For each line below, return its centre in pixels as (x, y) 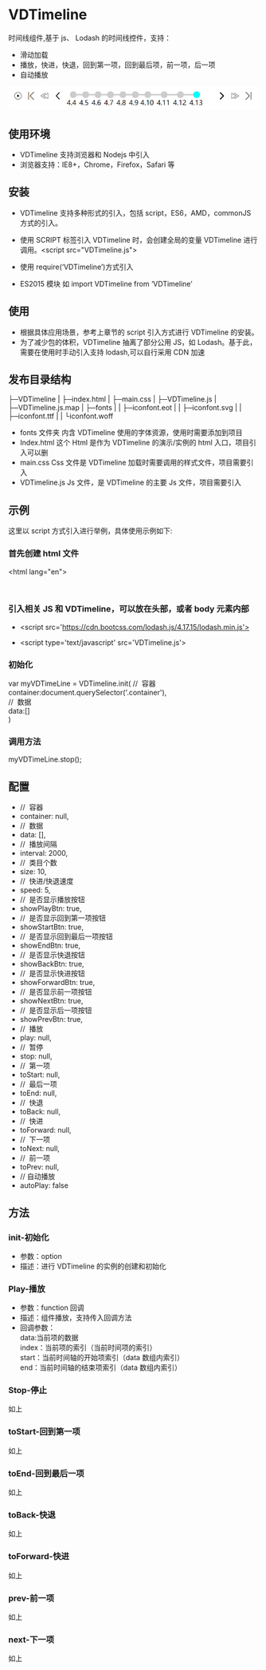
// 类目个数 (38, 863)
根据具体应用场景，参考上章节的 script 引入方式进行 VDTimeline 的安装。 (139, 332)
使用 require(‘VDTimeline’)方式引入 (76, 267)
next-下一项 (31, 1640)
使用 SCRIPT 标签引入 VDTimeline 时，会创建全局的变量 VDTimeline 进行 (139, 239)
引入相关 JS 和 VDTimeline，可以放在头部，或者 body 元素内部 (129, 609)
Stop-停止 (28, 1391)
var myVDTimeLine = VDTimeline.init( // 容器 (82, 683)
